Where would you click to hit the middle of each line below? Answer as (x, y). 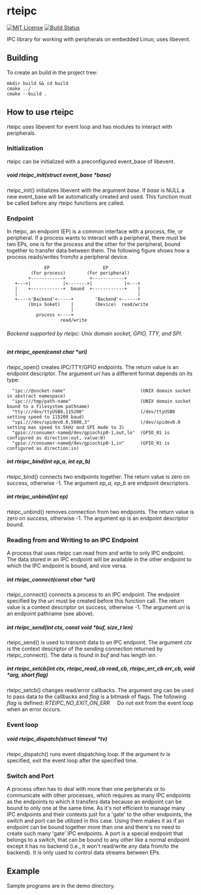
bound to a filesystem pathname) (48, 406)
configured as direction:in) (43, 448)
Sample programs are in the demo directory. (61, 885)
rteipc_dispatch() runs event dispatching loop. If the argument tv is (89, 754)
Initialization (25, 148)
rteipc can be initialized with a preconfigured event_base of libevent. (91, 161)
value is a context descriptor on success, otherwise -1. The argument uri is (98, 607)
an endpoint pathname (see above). (51, 613)
